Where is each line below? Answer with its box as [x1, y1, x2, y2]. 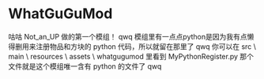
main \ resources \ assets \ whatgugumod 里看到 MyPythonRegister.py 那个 [8, 51, 255, 61]
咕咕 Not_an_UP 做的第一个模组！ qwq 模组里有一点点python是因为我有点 [8, 32, 247, 41]
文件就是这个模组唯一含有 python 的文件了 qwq [8, 61, 162, 71]
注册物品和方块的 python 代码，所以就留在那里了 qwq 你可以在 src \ [35, 41, 257, 51]
